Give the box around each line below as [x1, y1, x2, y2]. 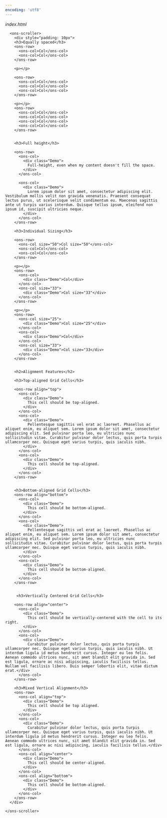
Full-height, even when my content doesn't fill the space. [27, 163, 155, 168]
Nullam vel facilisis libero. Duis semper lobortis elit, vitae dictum [5, 663, 157, 668]
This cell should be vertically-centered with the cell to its [27, 615, 162, 620]
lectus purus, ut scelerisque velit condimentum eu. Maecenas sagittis [5, 198, 157, 203]
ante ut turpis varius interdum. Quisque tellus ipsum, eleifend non [5, 202, 153, 207]
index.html [5, 21, 27, 27]
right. [5, 620, 19, 625]
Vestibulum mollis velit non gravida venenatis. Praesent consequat [5, 193, 151, 198]
